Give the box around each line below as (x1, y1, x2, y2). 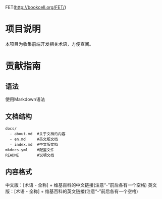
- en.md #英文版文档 (10, 137, 58, 142)
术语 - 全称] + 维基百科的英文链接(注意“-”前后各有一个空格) (16, 188, 138, 194)
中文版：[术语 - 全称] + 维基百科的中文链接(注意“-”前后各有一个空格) (5, 182, 147, 188)
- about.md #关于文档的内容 (10, 131, 66, 136)
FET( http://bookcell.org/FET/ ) (5, 5, 67, 10)
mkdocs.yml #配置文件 (5, 147, 55, 152)
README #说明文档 (5, 153, 55, 158)
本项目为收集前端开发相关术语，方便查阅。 (5, 41, 94, 47)
